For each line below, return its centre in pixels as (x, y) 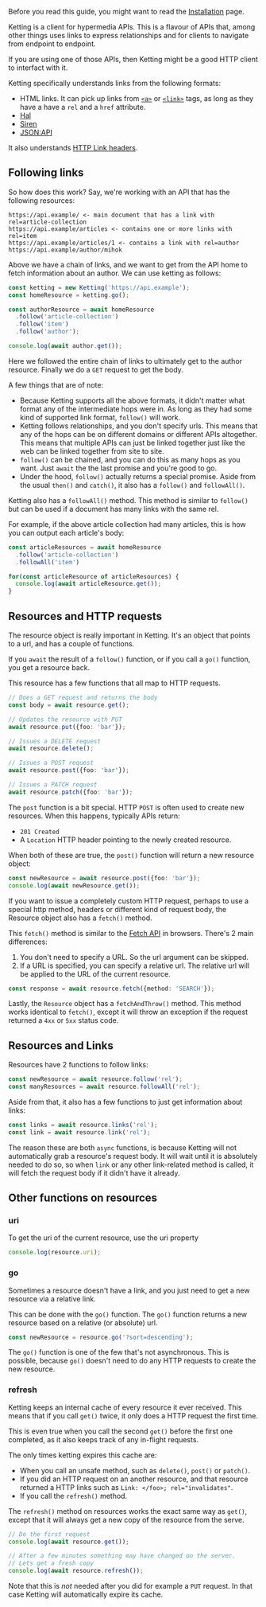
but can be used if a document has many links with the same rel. (114, 509)
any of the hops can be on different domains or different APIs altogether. (138, 434)
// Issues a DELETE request (55, 741)
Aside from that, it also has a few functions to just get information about (125, 1102)
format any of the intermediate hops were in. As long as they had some (136, 408)
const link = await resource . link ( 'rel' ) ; (79, 1132)
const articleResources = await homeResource (85, 547)
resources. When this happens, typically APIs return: (94, 816)
